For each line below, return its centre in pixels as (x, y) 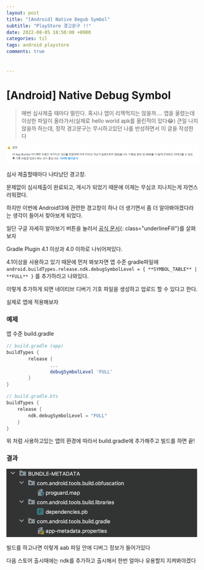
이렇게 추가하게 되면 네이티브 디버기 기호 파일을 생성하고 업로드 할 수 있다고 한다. (102, 289)
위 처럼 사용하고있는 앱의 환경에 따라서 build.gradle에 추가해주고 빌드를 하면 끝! (100, 441)
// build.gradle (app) (35, 346)
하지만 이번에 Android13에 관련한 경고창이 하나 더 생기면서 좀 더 (82, 207)
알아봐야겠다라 (177, 207)
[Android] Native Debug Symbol (89, 95)
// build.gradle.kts (33, 397)
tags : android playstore (38, 45)
